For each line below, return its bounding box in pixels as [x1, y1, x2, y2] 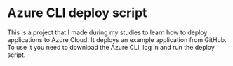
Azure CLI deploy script [7, 5, 147, 21]
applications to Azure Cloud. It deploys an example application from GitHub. [7, 35, 227, 44]
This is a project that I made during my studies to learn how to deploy [7, 28, 208, 37]
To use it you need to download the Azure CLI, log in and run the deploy [7, 43, 215, 51]
